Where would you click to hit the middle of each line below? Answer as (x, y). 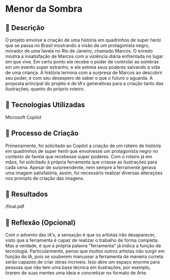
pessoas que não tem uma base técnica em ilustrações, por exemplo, (78, 267)
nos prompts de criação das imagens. (45, 178)
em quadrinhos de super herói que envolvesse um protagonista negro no (82, 151)
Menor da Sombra (44, 9)
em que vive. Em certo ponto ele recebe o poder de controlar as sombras (82, 62)
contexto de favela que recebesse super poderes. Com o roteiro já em (79, 156)
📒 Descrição (25, 28)
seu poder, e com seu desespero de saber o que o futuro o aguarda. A (79, 78)
